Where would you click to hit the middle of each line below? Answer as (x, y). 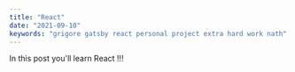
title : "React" (37, 17)
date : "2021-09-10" (45, 25)
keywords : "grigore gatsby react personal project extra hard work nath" (148, 33)
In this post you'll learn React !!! (66, 59)
